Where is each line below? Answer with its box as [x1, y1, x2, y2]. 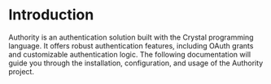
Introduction [8, 6, 94, 24]
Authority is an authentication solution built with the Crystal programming [8, 32, 254, 42]
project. [8, 66, 35, 76]
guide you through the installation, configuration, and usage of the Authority [8, 58, 264, 68]
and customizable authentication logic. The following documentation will [8, 49, 251, 59]
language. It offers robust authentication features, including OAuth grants [8, 40, 254, 50]
